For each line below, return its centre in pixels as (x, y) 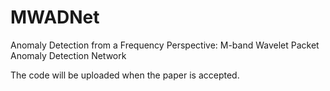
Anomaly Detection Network (68, 55)
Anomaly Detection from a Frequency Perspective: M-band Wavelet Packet (165, 45)
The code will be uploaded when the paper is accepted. (125, 75)
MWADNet (55, 17)
